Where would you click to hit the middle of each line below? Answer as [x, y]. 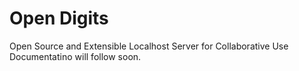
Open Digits [59, 18]
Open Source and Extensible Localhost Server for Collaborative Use [149, 46]
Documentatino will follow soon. [75, 56]
